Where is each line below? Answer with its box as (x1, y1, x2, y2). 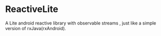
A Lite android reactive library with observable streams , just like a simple (5, 20, 156, 26)
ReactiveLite (5, 3, 59, 15)
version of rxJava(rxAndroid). (5, 25, 66, 31)
